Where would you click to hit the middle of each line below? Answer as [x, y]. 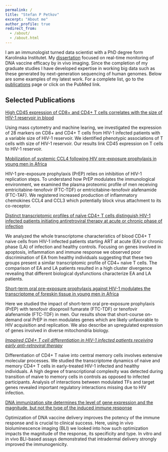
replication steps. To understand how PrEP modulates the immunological [80, 179]
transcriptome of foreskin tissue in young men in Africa [62, 294]
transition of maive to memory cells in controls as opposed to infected [77, 376]
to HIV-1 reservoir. [24, 148]
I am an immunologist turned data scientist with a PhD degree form [74, 52]
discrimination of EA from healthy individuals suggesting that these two [79, 257]
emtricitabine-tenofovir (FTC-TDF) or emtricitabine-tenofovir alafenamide [81, 190]
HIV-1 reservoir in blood [30, 118]
